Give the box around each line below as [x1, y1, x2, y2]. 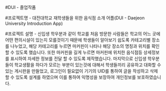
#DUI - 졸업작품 [5, 4, 36, 10]
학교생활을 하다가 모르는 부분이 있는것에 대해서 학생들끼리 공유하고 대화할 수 [14, 62, 162, 68]
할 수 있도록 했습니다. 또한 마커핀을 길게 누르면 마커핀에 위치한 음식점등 [5, 49, 143, 55]
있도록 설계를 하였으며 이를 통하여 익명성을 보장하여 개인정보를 [15, 74, 136, 80]
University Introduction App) [5, 20, 63, 26]
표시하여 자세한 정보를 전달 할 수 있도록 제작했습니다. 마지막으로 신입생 [10, 56, 147, 61]
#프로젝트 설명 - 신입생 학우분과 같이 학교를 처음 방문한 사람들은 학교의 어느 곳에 [5, 31, 161, 36]
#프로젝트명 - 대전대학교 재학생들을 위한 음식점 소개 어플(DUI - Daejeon [5, 15, 145, 21]
